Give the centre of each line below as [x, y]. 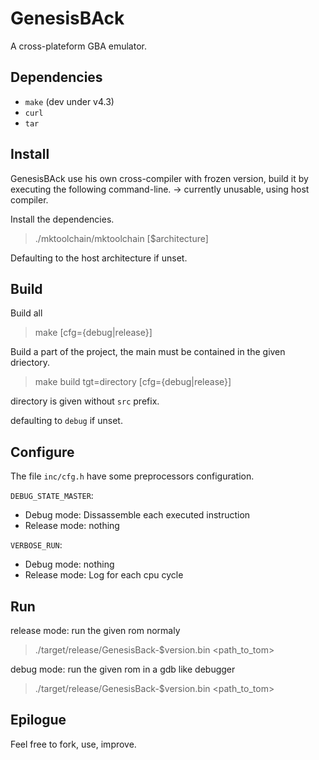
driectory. [30, 363]
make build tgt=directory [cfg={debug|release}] [133, 382]
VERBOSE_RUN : [36, 545]
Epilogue [38, 720]
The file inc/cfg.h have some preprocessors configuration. [132, 476]
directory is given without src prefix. [85, 401]
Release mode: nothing [72, 526]
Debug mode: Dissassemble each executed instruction [137, 515]
